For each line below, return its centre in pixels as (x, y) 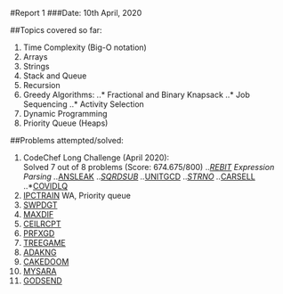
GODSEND (43, 281)
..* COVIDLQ (45, 186)
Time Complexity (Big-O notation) (85, 47)
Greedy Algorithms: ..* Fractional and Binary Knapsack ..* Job (136, 94)
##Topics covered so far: (56, 30)
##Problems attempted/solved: (67, 140)
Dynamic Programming (65, 114)
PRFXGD (39, 233)
